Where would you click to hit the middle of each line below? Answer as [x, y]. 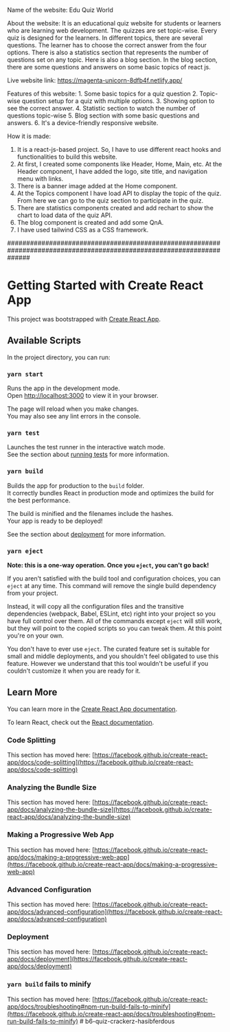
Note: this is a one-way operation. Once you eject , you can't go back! [108, 565]
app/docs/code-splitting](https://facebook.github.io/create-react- [100, 763]
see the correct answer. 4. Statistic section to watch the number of [101, 108]
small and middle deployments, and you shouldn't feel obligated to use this [113, 656]
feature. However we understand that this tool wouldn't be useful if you [108, 663]
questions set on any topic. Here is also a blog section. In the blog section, [112, 60]
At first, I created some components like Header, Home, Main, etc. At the [119, 164]
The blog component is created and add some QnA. [90, 222]
